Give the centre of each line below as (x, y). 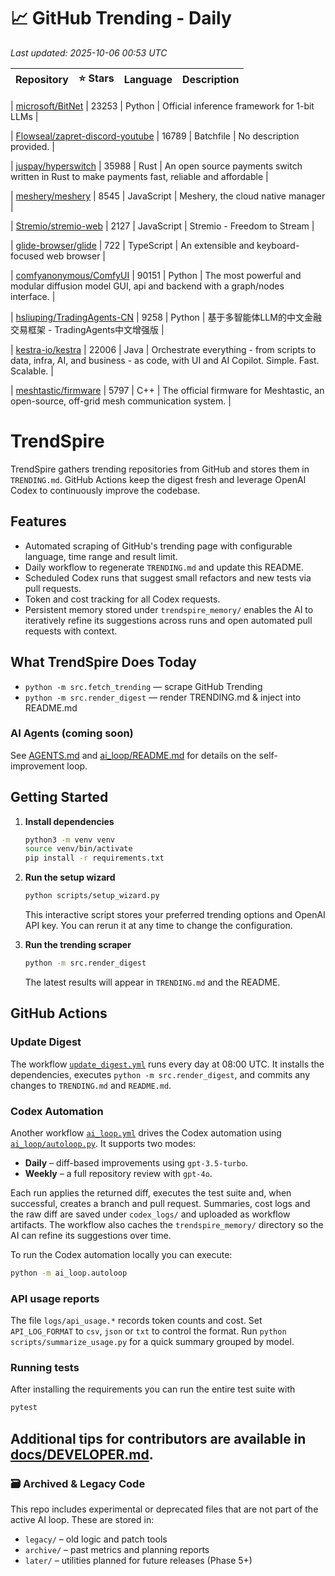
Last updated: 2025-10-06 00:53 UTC (89, 52)
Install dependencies (69, 821)
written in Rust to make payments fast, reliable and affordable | (139, 176)
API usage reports (55, 1298)
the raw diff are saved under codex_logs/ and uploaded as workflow (150, 1214)
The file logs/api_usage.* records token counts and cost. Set (136, 1321)
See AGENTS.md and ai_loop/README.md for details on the (133, 755)
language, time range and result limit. (101, 556)
